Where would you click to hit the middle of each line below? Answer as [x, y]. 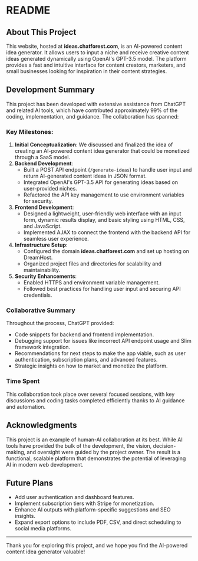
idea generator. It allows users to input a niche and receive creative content [98, 53]
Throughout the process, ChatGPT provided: [60, 323]
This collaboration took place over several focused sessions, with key [90, 394]
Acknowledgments [42, 425]
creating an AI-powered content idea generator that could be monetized [102, 151]
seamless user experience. [56, 239]
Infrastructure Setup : [41, 245]
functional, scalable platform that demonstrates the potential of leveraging [96, 458]
